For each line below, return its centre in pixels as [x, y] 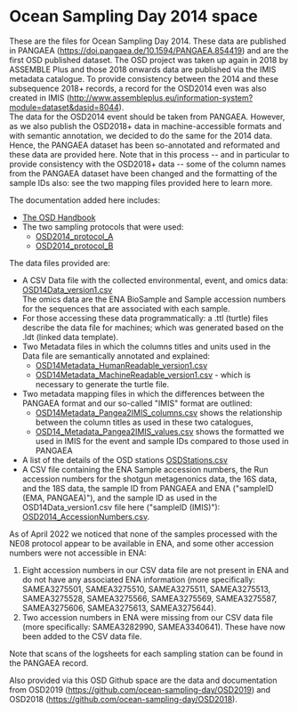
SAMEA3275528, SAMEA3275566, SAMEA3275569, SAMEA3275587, [149, 598]
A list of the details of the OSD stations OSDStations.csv [125, 459]
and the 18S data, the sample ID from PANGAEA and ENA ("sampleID [148, 488]
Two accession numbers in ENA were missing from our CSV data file [148, 617]
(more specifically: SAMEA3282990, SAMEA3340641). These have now [154, 627]
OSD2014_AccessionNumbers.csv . [85, 516]
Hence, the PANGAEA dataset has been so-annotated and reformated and [145, 145]
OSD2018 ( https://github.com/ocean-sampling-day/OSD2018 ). [123, 699]
